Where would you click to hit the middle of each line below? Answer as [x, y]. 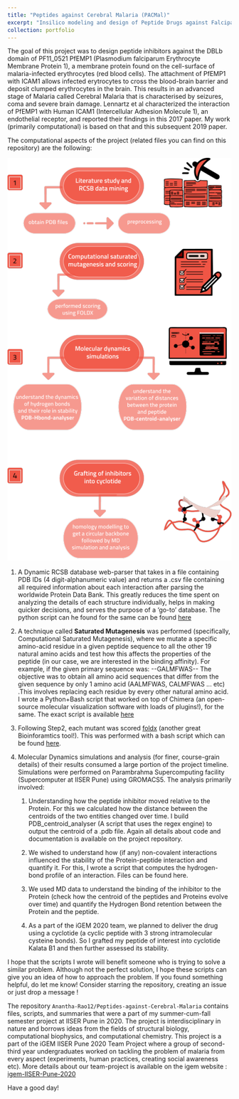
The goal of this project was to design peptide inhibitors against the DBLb [115, 51]
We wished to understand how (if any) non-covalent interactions [123, 853]
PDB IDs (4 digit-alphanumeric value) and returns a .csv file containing [121, 580]
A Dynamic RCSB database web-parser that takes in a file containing [118, 572]
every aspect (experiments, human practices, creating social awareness [113, 1059]
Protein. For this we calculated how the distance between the [118, 809]
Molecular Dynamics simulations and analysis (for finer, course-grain [118, 757]
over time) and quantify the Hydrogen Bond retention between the [125, 904]
